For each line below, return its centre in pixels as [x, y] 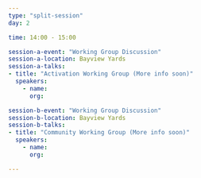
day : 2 [19, 23]
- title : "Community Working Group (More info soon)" [99, 133]
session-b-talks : [37, 125]
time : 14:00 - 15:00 [43, 37]
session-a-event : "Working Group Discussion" [85, 52]
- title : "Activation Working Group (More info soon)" [101, 74]
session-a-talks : [37, 67]
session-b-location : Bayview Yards [67, 118]
